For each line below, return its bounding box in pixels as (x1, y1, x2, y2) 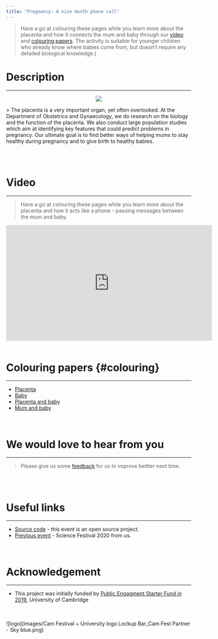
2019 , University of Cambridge (14, 596, 89, 603)
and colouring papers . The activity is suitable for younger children (20, 37, 180, 44)
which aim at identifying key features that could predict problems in (6, 125, 169, 132)
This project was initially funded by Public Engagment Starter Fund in (14, 590, 182, 597)
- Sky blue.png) (6, 627, 44, 634)
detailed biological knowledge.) (20, 49, 97, 56)
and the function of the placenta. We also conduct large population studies (6, 119, 187, 126)
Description (6, 70, 65, 83)
